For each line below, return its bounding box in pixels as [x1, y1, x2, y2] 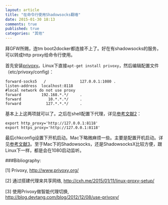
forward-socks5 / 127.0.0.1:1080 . [5, 79, 116, 84]
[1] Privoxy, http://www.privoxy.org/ [5, 168, 79, 173]
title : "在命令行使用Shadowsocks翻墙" [5, 12, 81, 17]
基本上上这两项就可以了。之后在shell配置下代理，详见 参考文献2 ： [5, 111, 142, 116]
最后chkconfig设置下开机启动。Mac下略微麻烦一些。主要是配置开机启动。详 [5, 135, 163, 141]
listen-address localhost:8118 [5, 84, 73, 89]
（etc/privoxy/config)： [5, 69, 54, 75]
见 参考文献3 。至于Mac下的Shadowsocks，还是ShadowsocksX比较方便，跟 [5, 141, 162, 147]
